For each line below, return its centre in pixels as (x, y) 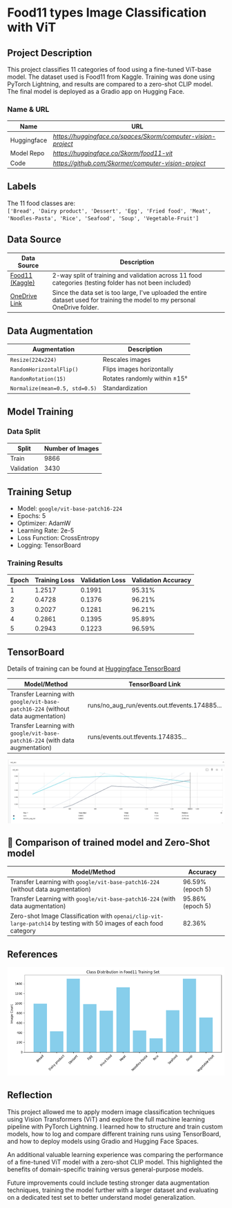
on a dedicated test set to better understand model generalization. (101, 1197)
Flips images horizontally (138, 369)
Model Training (40, 412)
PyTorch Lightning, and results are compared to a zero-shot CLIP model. (110, 84)
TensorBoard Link (155, 684)
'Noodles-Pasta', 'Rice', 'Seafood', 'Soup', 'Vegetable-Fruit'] (103, 218)
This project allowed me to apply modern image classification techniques (111, 1112)
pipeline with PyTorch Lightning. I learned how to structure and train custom (115, 1126)
